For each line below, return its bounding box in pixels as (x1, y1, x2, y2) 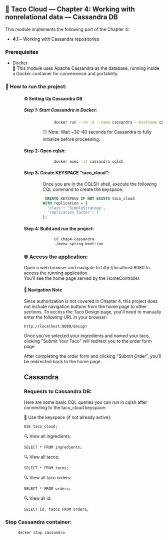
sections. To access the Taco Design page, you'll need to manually (24, 308, 161, 314)
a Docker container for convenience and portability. (12, 71, 119, 77)
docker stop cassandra (17, 530, 65, 535)
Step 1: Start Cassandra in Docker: (24, 107, 97, 113)
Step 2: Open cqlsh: (24, 148, 66, 154)
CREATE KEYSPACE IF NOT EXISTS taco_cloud (44, 196, 135, 201)
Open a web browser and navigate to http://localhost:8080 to (24, 265, 150, 271)
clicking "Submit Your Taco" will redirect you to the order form (24, 338, 152, 344)
